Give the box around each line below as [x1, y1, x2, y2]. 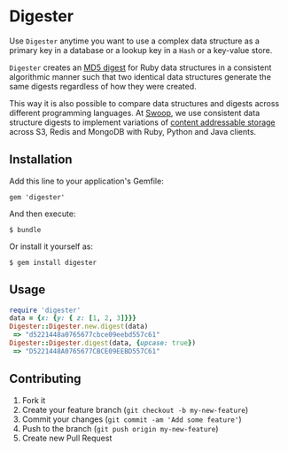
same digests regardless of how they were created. [9, 81, 197, 91]
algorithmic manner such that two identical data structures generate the [9, 71, 272, 82]
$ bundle [9, 225, 42, 234]
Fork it [21, 394, 46, 405]
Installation [9, 152, 73, 168]
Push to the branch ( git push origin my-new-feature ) [21, 423, 219, 433]
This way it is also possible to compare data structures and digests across [9, 97, 280, 108]
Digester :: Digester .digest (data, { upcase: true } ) [9, 339, 197, 347]
